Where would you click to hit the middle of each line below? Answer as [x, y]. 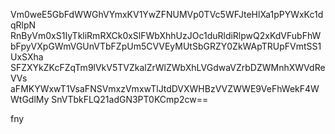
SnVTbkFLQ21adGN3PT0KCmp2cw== [130, 99]
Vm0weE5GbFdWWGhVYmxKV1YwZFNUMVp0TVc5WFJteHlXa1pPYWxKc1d [167, 14]
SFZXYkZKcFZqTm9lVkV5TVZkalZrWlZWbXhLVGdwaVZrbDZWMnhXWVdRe [168, 67]
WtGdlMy [30, 99]
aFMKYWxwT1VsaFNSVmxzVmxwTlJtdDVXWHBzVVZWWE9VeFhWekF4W [165, 88]
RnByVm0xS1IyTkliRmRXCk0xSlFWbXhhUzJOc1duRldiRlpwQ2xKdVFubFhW [166, 35]
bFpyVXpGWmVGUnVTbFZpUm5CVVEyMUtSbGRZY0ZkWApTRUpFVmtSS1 [166, 46]
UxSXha [27, 57]
